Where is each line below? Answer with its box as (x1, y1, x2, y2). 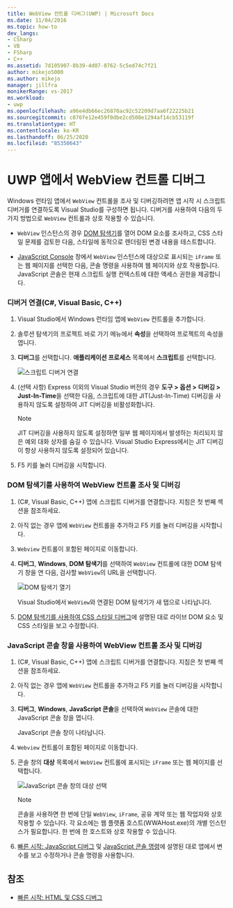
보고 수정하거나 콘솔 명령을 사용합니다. (30, 851, 135, 859)
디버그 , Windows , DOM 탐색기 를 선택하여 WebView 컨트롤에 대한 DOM (17, 559, 209, 567)
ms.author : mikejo (7, 75, 61, 82)
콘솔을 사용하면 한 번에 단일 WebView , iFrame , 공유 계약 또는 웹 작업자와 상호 (17, 810, 223, 818)
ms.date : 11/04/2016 (7, 17, 67, 24)
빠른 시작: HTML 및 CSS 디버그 (17, 893, 103, 901)
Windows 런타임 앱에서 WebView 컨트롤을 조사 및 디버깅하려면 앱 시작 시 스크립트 (7, 197, 226, 205)
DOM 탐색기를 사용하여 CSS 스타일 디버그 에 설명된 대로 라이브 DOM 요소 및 (17, 612, 224, 621)
